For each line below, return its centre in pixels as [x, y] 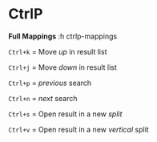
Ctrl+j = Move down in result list [63, 67]
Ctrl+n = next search [43, 98]
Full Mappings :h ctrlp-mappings [63, 36]
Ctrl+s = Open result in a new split [65, 114]
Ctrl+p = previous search [50, 83]
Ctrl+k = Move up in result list [58, 51]
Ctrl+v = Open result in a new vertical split [79, 129]
